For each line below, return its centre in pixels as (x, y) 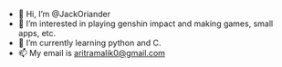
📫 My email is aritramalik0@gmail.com (92, 53)
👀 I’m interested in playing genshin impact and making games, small (146, 24)
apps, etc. (37, 33)
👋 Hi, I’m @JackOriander (64, 14)
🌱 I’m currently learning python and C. (89, 43)
